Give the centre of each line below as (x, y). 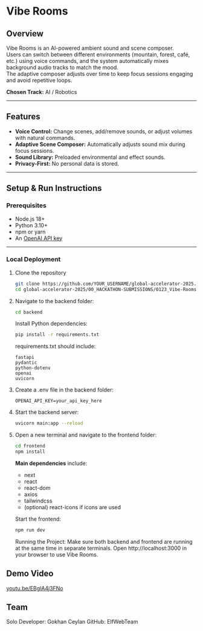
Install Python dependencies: (51, 324)
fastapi (24, 358)
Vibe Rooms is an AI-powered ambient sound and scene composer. (90, 48)
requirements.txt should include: (55, 346)
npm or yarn (30, 232)
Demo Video (30, 574)
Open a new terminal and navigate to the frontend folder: (86, 435)
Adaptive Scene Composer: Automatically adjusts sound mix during (100, 144)
